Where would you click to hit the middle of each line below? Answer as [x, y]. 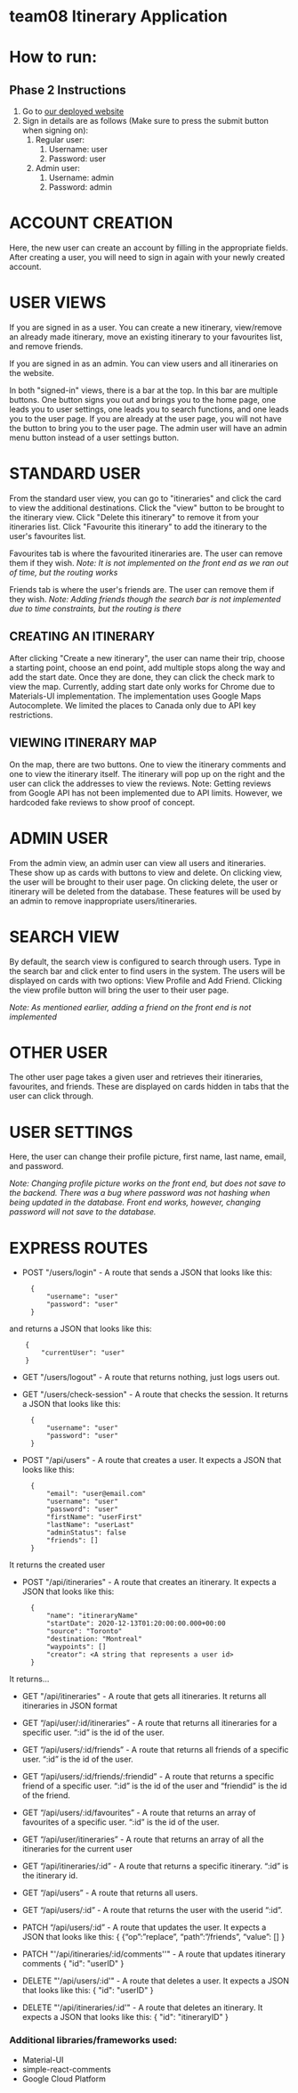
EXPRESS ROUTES [79, 1248]
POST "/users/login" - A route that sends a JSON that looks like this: [147, 1272]
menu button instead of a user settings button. [94, 437]
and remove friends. [46, 347]
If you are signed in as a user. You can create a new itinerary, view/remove [146, 328]
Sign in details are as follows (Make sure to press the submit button [145, 121]
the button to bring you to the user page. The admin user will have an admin [148, 429]
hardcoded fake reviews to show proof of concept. [102, 802]
